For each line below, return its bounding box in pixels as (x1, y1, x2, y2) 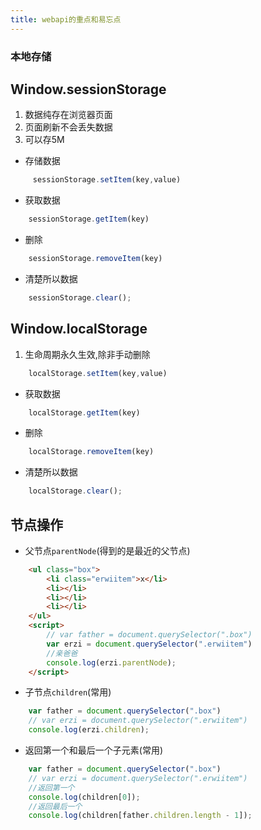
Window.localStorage (10, 321, 148, 338)
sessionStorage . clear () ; (28, 292, 132, 303)
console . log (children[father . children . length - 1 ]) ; (28, 811, 253, 821)
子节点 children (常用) (24, 686, 112, 698)
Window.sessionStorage (10, 81, 167, 98)
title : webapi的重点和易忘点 (10, 14, 122, 25)
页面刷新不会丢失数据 (24, 121, 113, 133)
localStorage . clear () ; (28, 486, 123, 496)
